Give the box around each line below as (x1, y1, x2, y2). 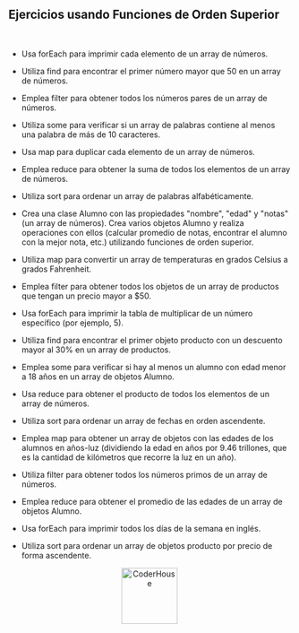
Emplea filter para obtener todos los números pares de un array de (21, 92, 268, 103)
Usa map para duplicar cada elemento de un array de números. (21, 146, 256, 157)
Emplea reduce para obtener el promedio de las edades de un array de (21, 496, 283, 507)
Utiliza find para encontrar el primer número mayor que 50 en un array (21, 65, 281, 76)
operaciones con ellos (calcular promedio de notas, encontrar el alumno (21, 227, 287, 238)
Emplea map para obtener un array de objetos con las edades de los (21, 432, 274, 443)
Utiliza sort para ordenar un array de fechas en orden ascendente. (21, 415, 266, 426)
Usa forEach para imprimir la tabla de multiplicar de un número (21, 308, 253, 318)
